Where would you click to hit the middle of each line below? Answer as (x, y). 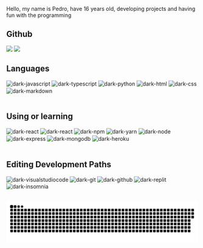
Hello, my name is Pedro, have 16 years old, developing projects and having (101, 9)
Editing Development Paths (59, 164)
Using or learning (40, 117)
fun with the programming (39, 15)
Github (19, 34)
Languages (28, 69)
